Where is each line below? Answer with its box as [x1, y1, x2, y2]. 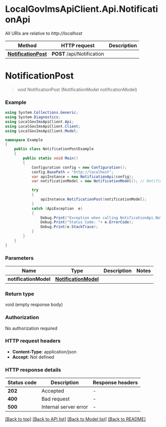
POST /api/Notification [51, 50, 104, 57]
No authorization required [5, 325, 58, 331]
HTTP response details [5, 366, 61, 373]
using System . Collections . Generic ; [5, 110, 79, 115]
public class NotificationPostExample [14, 147, 94, 152]
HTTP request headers [5, 338, 61, 344]
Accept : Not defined [12, 354, 54, 360]
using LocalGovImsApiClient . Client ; [5, 124, 81, 129]
